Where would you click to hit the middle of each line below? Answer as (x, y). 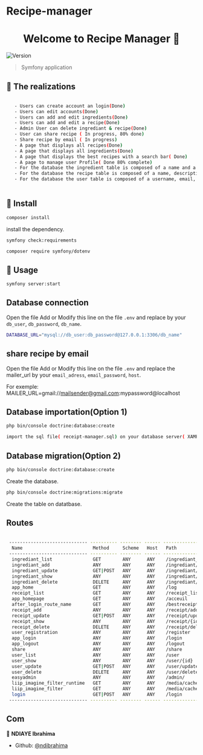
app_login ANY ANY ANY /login (97, 638)
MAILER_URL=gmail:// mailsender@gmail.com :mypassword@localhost (93, 393)
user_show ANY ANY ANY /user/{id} (102, 661)
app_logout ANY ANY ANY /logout (98, 644)
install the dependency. (35, 229)
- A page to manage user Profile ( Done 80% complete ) (83, 162)
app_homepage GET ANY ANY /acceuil (100, 599)
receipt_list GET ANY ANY (83, 593)
